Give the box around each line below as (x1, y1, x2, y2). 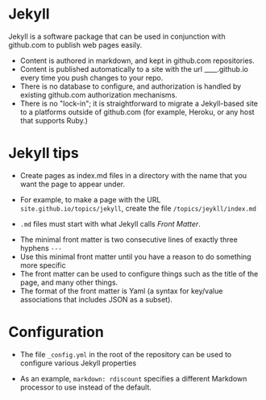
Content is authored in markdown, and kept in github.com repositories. (19, 56, 256, 65)
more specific (19, 260, 66, 270)
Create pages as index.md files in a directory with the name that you (19, 170, 247, 180)
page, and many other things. (19, 277, 118, 287)
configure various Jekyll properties (19, 358, 137, 368)
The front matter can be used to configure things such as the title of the (19, 269, 259, 278)
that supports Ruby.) (19, 115, 89, 125)
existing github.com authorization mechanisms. (19, 90, 177, 99)
